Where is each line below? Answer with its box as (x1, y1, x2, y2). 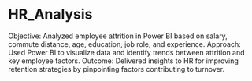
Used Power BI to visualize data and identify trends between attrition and (8, 48, 246, 57)
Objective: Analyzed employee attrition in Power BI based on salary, (8, 31, 228, 40)
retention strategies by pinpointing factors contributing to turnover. (8, 64, 225, 73)
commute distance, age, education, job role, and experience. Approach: (8, 39, 242, 48)
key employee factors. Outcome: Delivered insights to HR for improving (8, 56, 239, 65)
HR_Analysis (8, 5, 93, 23)
